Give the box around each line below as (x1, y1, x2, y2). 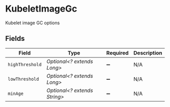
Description (133, 49, 162, 56)
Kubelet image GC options (5, 20, 60, 26)
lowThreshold (8, 76, 39, 82)
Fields (5, 34, 25, 43)
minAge (8, 90, 24, 96)
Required (106, 49, 129, 56)
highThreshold (8, 62, 42, 67)
